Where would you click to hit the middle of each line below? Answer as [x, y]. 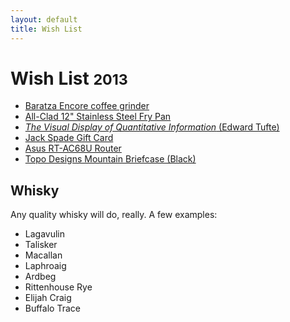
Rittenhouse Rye [58, 287]
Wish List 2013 [69, 78]
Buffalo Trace [52, 308]
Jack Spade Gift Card [69, 138]
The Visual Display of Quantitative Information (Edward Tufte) [152, 127]
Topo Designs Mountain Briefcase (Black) [110, 159]
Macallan [43, 255]
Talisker [41, 245]
